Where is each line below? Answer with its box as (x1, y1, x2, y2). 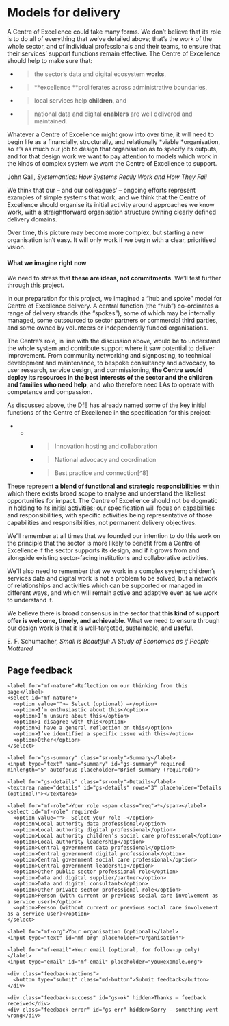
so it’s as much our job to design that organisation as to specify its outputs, (7, 145, 219, 153)
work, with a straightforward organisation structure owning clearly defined (7, 208, 217, 216)
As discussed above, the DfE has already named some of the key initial (7, 401, 207, 409)
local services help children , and (33, 96, 127, 104)
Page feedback (7, 664, 73, 676)
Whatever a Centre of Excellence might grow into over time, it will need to (7, 130, 214, 138)
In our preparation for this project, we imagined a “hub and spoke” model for (7, 295, 222, 303)
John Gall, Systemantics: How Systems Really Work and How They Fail (7, 173, 207, 181)
